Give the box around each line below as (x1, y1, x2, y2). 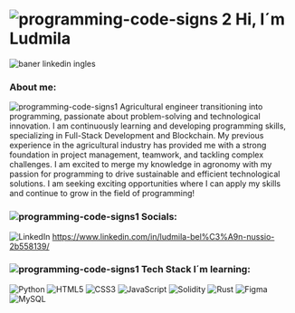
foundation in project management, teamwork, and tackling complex (9, 149, 264, 160)
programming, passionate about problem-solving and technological (9, 111, 261, 122)
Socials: (140, 211, 178, 223)
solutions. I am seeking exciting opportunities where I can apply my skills (9, 178, 281, 189)
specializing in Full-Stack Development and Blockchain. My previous (9, 130, 264, 141)
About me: (9, 81, 57, 93)
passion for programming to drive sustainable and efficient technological (9, 168, 281, 180)
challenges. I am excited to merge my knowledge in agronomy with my (9, 159, 272, 170)
